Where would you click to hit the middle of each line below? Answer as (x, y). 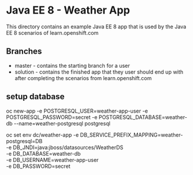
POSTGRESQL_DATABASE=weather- (143, 117)
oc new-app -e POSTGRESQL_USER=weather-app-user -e (77, 111)
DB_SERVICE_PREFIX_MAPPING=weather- (132, 135)
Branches (24, 52)
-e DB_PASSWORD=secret (38, 166)
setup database (35, 97)
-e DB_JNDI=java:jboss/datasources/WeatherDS (65, 147)
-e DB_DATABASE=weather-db (44, 153)
